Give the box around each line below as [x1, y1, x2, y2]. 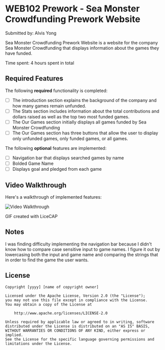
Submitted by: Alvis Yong [5, 30, 57, 36]
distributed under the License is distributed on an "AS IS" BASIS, [5, 324, 150, 329]
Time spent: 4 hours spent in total [5, 60, 75, 66]
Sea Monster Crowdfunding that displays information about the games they [5, 45, 160, 51]
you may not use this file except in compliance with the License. [5, 297, 148, 303]
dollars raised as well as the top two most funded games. [12, 114, 130, 119]
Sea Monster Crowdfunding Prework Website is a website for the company [5, 39, 158, 45]
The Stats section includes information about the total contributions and [12, 108, 160, 114]
